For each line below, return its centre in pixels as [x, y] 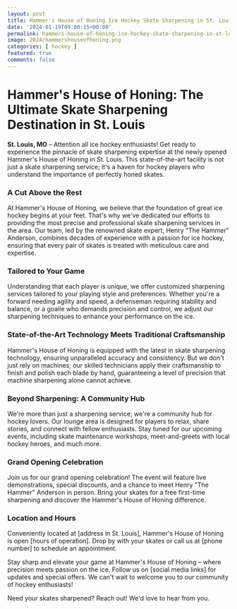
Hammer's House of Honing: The [105, 94]
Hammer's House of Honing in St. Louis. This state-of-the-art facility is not [116, 159]
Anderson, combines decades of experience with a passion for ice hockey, [116, 238]
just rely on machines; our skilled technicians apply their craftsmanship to [114, 365]
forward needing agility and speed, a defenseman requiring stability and [112, 301]
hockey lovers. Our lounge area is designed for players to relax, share [108, 421]
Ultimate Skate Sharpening [87, 109]
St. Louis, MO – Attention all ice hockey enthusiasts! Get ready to [102, 144]
